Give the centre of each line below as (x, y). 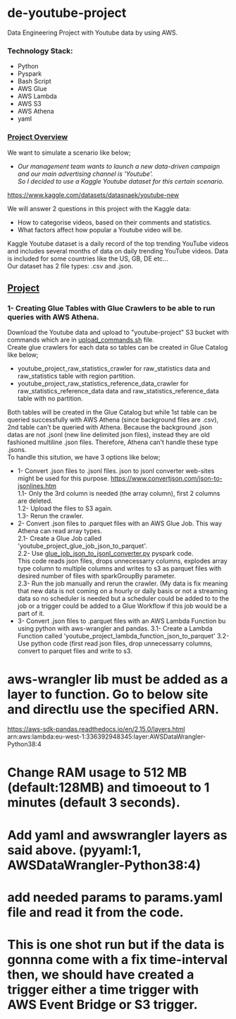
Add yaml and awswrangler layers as (117, 835)
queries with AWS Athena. (53, 317)
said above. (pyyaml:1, (74, 850)
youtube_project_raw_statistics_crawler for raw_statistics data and (114, 369)
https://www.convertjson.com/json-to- (167, 479)
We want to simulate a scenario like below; (69, 153)
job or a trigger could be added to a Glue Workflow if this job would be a (122, 606)
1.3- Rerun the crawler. (50, 516)
